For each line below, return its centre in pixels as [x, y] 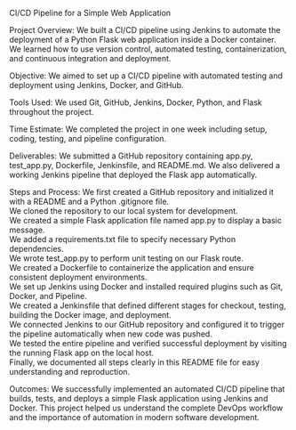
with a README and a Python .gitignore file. [89, 201]
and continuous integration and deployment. [90, 58]
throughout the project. [52, 112]
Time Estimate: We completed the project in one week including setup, [138, 129]
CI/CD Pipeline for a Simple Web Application [90, 13]
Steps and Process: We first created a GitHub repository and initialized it [141, 192]
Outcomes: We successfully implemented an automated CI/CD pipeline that [147, 389]
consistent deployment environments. [78, 277]
